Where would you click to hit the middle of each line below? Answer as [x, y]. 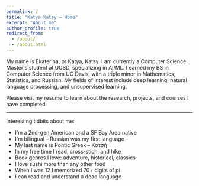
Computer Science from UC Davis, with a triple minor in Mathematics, [91, 74]
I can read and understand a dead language [68, 176]
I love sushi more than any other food [60, 164]
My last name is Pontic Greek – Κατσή [61, 145]
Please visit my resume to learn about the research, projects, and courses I [97, 97]
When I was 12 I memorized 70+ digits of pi [67, 170]
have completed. [27, 104]
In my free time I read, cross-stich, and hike [68, 151]
